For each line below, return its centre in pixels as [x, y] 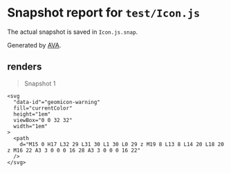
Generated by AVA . [34, 45]
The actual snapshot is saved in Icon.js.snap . [73, 32]
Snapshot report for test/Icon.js [104, 13]
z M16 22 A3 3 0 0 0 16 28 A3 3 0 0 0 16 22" [74, 150]
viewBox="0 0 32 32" [43, 120]
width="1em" [31, 126]
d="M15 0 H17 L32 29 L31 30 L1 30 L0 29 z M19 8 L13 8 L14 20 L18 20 [122, 144]
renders [25, 67]
